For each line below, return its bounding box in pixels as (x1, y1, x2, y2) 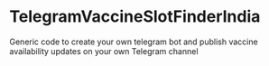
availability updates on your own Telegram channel (9, 45, 199, 56)
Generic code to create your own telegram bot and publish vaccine (9, 36, 259, 47)
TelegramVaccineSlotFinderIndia (9, 6, 261, 27)
